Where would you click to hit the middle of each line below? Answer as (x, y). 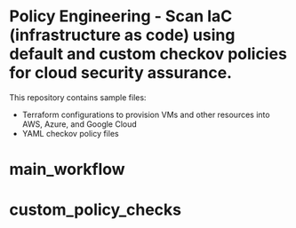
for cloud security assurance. (121, 73)
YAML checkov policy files (70, 133)
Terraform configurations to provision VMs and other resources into (146, 114)
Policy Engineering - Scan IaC (121, 16)
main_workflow (68, 169)
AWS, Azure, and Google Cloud (80, 124)
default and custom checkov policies (148, 54)
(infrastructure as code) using (122, 35)
